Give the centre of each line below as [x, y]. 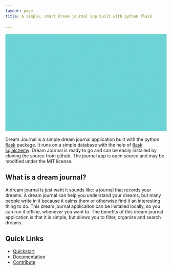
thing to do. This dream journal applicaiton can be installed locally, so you [83, 206]
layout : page [19, 11]
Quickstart [24, 251]
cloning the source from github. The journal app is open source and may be [85, 156]
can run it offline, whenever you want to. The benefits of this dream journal [84, 211]
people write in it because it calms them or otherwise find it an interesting [83, 201]
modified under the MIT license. [39, 161]
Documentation [29, 257]
